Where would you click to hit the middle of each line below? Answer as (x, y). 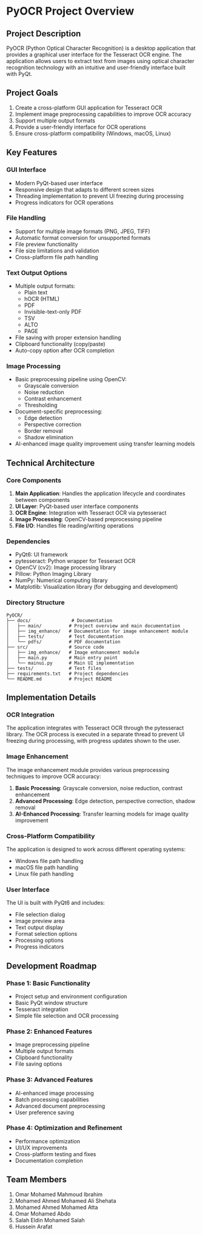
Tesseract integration (42, 1009)
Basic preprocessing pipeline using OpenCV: (71, 379)
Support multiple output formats (55, 120)
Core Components (34, 480)
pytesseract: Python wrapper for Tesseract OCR (75, 561)
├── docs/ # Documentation (59, 620)
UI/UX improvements (41, 1148)
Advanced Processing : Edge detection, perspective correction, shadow (105, 801)
